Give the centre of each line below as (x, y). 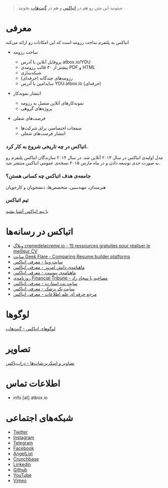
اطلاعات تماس (33, 383)
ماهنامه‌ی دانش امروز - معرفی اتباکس (49, 267)
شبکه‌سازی (31, 72)
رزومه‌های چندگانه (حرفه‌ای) (47, 78)
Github (20, 470)
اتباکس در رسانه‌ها (39, 232)
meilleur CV (25, 251)
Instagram (24, 437)
